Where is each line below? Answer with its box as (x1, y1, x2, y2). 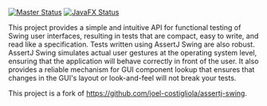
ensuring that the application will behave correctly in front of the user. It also (8, 56, 259, 66)
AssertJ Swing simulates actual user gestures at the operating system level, (8, 48, 257, 57)
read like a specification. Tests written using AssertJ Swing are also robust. (8, 40, 255, 49)
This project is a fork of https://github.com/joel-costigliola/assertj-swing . (8, 89, 247, 98)
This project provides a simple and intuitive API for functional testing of (8, 23, 241, 32)
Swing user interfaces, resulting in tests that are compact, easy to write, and (8, 32, 259, 40)
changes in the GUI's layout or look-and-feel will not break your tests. (8, 74, 237, 82)
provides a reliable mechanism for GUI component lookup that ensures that (8, 65, 255, 74)
